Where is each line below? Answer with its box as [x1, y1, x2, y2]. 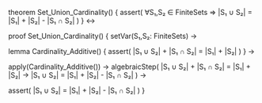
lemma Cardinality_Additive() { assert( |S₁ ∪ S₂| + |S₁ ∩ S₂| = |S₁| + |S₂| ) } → [8, 47, 255, 55]
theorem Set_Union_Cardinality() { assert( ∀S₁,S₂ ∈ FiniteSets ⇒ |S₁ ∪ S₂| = [8, 8, 253, 17]
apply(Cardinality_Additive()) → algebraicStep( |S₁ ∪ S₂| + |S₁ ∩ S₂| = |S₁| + [8, 62, 251, 71]
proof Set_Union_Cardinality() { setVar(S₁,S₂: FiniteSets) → [8, 32, 198, 40]
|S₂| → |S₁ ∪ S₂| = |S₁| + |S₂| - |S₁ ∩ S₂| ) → [8, 71, 147, 79]
